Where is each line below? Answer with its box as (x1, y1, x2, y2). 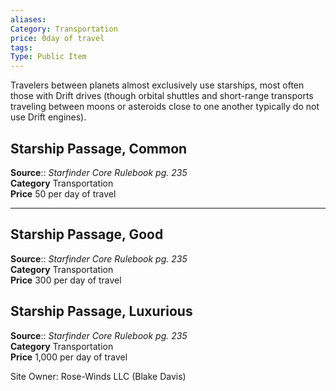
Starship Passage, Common (10, 140, 188, 157)
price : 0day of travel (10, 33, 105, 43)
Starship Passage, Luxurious (10, 303, 193, 320)
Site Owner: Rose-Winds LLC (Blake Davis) (10, 370, 187, 382)
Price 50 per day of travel (10, 187, 117, 200)
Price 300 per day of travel (10, 274, 122, 286)
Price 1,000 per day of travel (10, 351, 128, 363)
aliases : (10, 14, 47, 25)
